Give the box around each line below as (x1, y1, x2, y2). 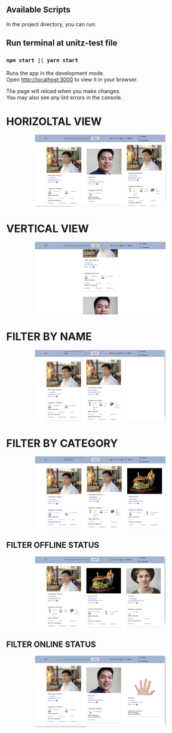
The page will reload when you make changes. (6, 87, 121, 94)
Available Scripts (6, 5, 70, 15)
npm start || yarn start (6, 57, 79, 64)
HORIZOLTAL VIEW (6, 115, 102, 128)
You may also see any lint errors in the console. (6, 94, 122, 101)
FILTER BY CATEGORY (6, 436, 118, 450)
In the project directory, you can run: (6, 20, 96, 27)
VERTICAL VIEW (6, 222, 89, 235)
